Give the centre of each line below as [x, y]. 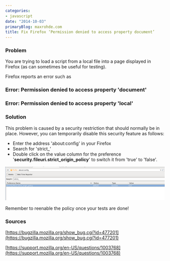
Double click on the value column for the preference [67, 154]
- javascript [19, 16]
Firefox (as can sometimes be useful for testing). [56, 67]
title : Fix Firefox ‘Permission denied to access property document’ [80, 32]
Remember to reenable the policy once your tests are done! [67, 208]
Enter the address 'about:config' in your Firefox [62, 143]
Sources [16, 221]
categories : [18, 11]
